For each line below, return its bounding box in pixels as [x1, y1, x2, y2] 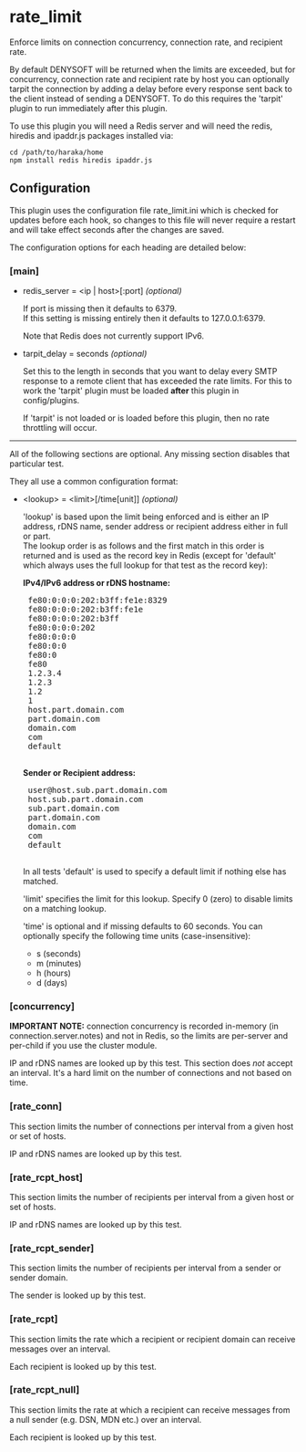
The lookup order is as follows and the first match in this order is [22, 540, 265, 551]
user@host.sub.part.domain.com [27, 785, 168, 796]
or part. [22, 531, 52, 542]
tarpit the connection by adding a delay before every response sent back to [9, 83, 293, 94]
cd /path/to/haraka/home [9, 148, 104, 157]
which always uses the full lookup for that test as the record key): [22, 559, 269, 571]
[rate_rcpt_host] [9, 1171, 84, 1184]
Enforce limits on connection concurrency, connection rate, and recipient [9, 37, 283, 47]
